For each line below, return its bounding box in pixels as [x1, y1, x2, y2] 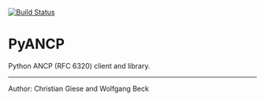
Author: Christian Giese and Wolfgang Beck [8, 84, 150, 93]
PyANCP [8, 36, 65, 53]
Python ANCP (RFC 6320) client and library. [8, 61, 151, 70]
